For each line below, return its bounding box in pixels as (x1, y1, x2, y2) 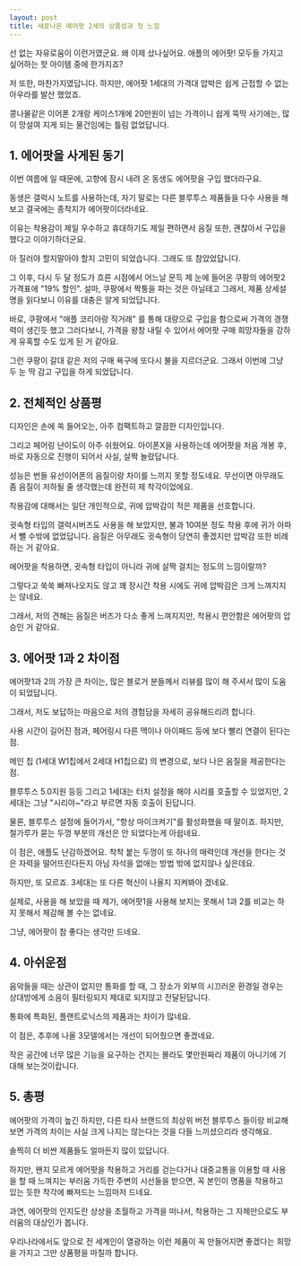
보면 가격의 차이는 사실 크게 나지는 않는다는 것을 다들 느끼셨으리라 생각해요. (9, 1126, 272, 1137)
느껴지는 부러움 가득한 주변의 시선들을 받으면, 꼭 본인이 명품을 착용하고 (37, 1175, 284, 1186)
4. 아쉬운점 (9, 955, 67, 971)
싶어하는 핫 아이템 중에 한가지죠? (9, 58, 124, 69)
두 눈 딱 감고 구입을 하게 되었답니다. (9, 366, 133, 377)
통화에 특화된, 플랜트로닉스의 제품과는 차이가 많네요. (9, 1011, 191, 1022)
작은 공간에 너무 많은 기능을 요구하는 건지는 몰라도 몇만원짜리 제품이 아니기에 (9, 1049, 278, 1059)
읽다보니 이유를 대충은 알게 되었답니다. (25, 295, 160, 305)
